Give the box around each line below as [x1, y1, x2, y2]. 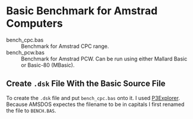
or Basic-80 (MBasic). [21, 61, 75, 69]
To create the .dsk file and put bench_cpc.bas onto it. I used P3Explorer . [6, 94, 180, 101]
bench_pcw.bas [6, 49, 45, 56]
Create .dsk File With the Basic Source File [6, 79, 166, 89]
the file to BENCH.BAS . [6, 107, 56, 114]
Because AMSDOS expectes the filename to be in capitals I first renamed [6, 101, 185, 108]
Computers [6, 17, 64, 30]
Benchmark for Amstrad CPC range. [21, 43, 109, 50]
